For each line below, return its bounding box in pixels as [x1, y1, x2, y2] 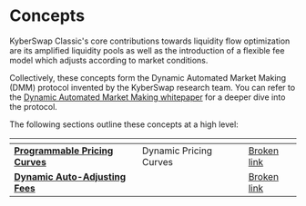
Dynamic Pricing [142, 144, 212, 157]
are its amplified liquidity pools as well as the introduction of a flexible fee [9, 44, 285, 55]
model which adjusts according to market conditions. [9, 54, 209, 65]
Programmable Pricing [14, 144, 114, 157]
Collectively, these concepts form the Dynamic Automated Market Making [9, 72, 287, 83]
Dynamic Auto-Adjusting [14, 170, 127, 182]
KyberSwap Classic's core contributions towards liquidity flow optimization [9, 35, 291, 46]
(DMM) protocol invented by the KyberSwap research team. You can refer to [9, 82, 296, 93]
